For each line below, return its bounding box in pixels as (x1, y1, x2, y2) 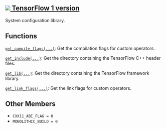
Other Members (5, 100, 56, 108)
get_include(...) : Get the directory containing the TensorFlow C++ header (5, 55, 161, 61)
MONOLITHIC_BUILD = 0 (12, 119, 58, 124)
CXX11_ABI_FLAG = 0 (12, 114, 54, 119)
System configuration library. (5, 17, 65, 23)
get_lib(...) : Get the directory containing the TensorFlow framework (5, 70, 149, 76)
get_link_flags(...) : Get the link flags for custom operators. (5, 85, 131, 91)
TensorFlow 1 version (12, 4, 80, 13)
